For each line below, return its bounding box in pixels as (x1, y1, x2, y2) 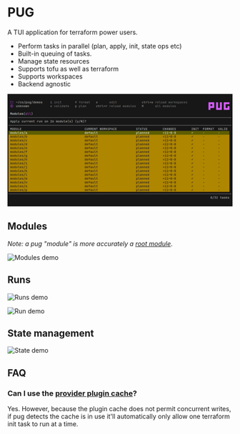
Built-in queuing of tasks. (17, 49, 92, 58)
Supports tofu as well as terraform (17, 64, 119, 73)
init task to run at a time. (7, 420, 79, 428)
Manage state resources (17, 56, 90, 65)
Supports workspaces (17, 72, 84, 81)
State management (7, 327, 94, 339)
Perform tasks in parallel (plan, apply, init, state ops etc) (17, 41, 182, 50)
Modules (7, 221, 48, 233)
